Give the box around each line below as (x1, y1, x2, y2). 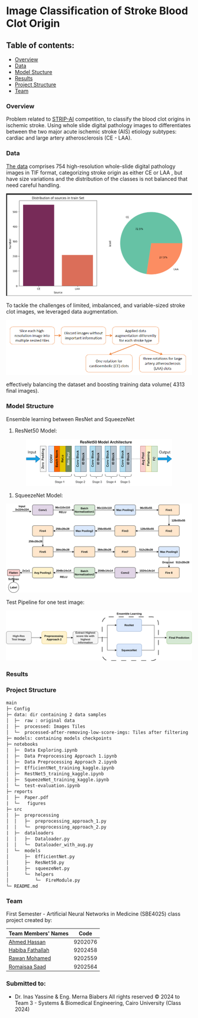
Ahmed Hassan (8, 938, 46, 945)
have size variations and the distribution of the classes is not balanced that (6, 175, 188, 182)
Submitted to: (6, 980, 46, 988)
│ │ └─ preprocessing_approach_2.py (6, 824, 107, 830)
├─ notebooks (6, 741, 38, 747)
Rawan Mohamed (8, 955, 51, 962)
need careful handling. (6, 182, 61, 189)
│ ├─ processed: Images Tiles (6, 723, 85, 729)
